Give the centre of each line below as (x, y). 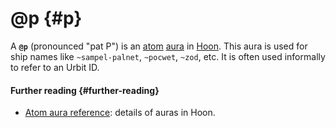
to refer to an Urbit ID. (55, 67)
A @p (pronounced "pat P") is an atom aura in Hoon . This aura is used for (159, 46)
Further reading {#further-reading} (85, 90)
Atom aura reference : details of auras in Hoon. (120, 113)
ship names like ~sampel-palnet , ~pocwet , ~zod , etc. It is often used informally (168, 56)
